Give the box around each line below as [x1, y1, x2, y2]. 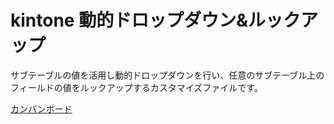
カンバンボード [10, 102, 73, 115]
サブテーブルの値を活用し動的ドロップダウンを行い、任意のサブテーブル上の [10, 69, 325, 81]
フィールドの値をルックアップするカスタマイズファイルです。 [10, 81, 263, 93]
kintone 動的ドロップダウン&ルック [10, 9, 301, 32]
